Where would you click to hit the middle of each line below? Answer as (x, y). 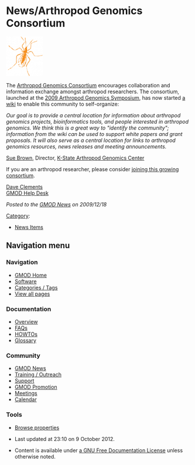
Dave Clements (24, 186)
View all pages (32, 294)
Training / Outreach (38, 375)
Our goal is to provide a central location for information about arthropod (93, 115)
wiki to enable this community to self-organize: (63, 104)
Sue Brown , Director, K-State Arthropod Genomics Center (75, 158)
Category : (18, 216)
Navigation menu (38, 245)
